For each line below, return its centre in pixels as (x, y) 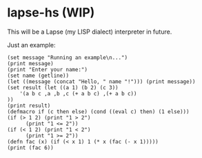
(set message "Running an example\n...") (68, 57)
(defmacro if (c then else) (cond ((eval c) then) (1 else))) (98, 111)
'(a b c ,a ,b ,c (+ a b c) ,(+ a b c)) (78, 93)
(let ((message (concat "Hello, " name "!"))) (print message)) (101, 81)
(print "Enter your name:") (48, 69)
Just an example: (32, 45)
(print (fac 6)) (30, 148)
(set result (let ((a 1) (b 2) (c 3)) (63, 87)
